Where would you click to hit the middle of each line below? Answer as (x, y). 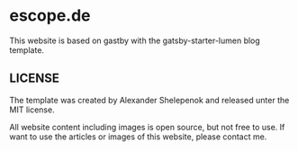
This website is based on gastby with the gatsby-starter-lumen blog (135, 40)
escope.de (50, 16)
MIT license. (32, 110)
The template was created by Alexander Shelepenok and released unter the (149, 100)
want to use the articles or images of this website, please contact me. (138, 137)
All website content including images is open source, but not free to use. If (147, 127)
